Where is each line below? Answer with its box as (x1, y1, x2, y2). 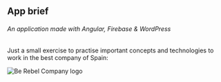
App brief (7, 6, 49, 17)
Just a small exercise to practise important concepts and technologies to (7, 46, 214, 54)
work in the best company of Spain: (7, 53, 108, 61)
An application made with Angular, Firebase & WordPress (7, 24, 171, 33)
